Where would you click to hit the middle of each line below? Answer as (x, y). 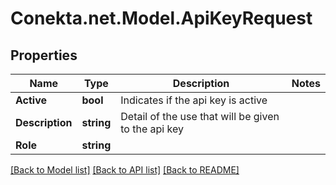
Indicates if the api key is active (194, 100)
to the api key (152, 129)
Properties (44, 55)
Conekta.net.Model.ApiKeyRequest (161, 18)
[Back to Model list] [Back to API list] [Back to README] (125, 170)
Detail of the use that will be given (200, 116)
